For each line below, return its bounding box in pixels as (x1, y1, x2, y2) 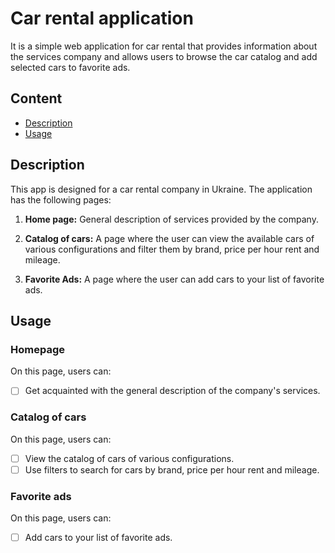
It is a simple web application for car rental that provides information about (10, 40, 318, 52)
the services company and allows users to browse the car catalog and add (10, 50, 318, 62)
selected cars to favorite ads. (10, 61, 131, 73)
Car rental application (10, 7, 194, 30)
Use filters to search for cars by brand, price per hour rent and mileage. (24, 463, 320, 476)
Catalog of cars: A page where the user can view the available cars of (24, 232, 315, 244)
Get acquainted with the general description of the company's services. (24, 385, 321, 397)
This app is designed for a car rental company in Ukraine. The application (10, 183, 313, 195)
